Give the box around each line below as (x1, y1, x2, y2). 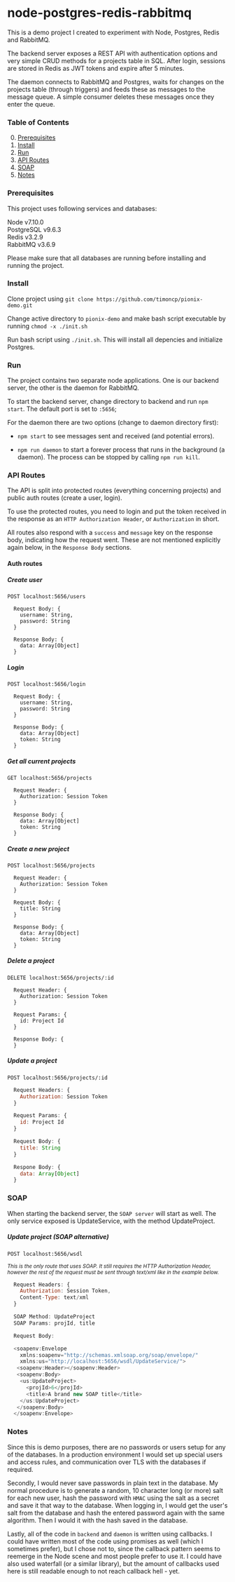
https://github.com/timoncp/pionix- (96, 296, 204, 303)
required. (7, 1465, 34, 1473)
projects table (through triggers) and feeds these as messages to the (7, 85, 206, 93)
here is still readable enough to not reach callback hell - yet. (7, 1567, 180, 1575)
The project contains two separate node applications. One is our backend (7, 377, 219, 385)
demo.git (7, 302, 33, 309)
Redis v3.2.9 (7, 233, 43, 241)
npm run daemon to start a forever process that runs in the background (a (17, 445, 225, 454)
